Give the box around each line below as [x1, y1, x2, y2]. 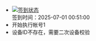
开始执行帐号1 [11, 21, 46, 28]
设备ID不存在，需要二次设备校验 [11, 29, 90, 36]
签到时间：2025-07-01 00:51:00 [11, 14, 90, 21]
